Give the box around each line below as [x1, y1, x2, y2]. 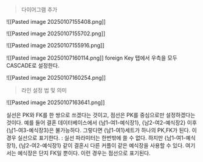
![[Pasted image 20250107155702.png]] [6, 30, 106, 37]
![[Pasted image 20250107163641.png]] [6, 99, 105, 106]
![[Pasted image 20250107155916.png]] [6, 42, 105, 49]
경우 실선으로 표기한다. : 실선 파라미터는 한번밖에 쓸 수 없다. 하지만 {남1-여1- [6, 134, 187, 141]
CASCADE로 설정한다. [6, 62, 60, 69]
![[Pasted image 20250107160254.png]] [6, 74, 106, 81]
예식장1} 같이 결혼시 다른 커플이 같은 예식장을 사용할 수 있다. [42, 142, 184, 149]
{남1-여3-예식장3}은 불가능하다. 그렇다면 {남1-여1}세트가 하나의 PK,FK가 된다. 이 [6, 127, 198, 133]
